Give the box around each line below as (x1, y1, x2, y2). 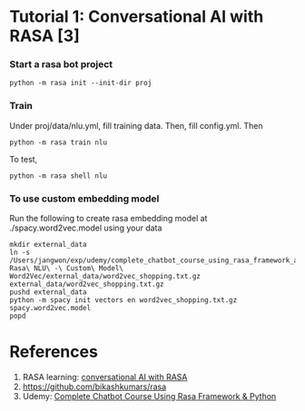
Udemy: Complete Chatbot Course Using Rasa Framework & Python (22, 391, 277, 402)
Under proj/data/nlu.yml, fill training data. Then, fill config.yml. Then (9, 120, 263, 131)
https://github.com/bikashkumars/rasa (22, 381, 167, 392)
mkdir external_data (9, 240, 88, 250)
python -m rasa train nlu (9, 138, 107, 147)
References (9, 342, 98, 362)
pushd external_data (9, 288, 88, 297)
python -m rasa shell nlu (9, 171, 107, 181)
